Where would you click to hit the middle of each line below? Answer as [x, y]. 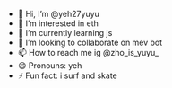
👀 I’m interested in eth [58, 23]
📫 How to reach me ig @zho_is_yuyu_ [88, 53]
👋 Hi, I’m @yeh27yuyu [59, 14]
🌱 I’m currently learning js [65, 33]
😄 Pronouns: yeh [50, 66]
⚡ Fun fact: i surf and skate [68, 75]
